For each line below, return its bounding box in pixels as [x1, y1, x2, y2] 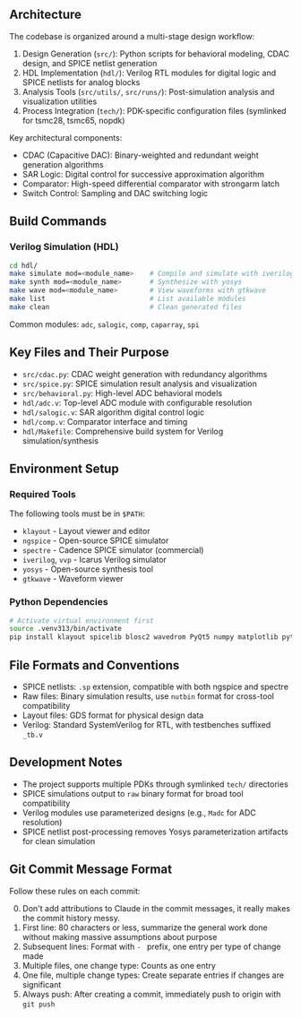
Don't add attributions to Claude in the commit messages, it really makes [21, 902, 291, 913]
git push [21, 999, 56, 1009]
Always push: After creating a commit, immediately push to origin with [21, 988, 281, 999]
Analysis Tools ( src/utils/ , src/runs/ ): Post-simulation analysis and [21, 86, 275, 97]
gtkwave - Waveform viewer [21, 574, 124, 584]
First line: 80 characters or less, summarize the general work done [21, 922, 268, 933]
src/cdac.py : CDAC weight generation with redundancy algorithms [21, 368, 268, 379]
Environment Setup [9, 461, 119, 476]
